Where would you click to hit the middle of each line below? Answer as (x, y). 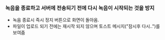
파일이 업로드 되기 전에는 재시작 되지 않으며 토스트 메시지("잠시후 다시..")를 (86, 26)
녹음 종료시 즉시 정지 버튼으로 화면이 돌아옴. (56, 20)
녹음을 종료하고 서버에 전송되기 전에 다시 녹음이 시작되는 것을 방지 (80, 8)
